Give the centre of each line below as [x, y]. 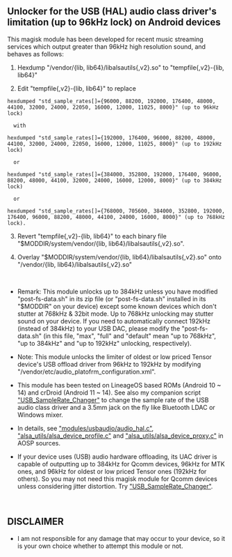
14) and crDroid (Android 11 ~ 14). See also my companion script [109, 392]
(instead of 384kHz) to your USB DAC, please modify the [99, 328]
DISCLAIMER [35, 522]
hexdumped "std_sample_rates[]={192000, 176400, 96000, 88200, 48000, [111, 138]
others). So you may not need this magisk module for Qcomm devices [117, 479]
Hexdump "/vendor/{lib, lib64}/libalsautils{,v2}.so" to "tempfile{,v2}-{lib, [121, 67]
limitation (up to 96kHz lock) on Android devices [114, 23]
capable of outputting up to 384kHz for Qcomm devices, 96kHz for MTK [121, 464]
